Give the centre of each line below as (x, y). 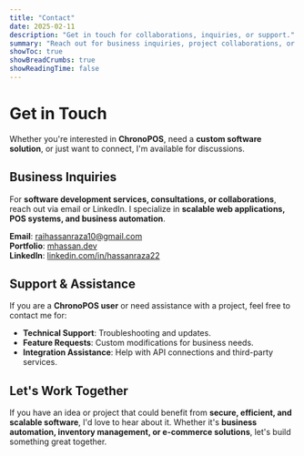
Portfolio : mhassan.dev (53, 246)
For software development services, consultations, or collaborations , (143, 199)
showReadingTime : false (55, 69)
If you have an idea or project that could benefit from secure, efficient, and (151, 413)
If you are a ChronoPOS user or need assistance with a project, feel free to (150, 306)
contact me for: (38, 316)
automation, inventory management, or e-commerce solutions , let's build (150, 432)
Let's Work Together (69, 391)
